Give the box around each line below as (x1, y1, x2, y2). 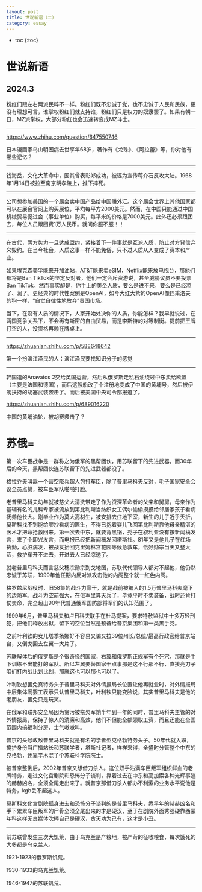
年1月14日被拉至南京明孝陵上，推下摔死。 (6, 179, 109, 187)
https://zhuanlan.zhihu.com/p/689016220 (6, 400, 109, 408)
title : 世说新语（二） (6, 14, 57, 21)
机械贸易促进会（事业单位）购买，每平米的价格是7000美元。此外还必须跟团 (6, 213, 194, 220)
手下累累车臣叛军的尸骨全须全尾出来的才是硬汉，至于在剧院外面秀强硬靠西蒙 (6, 808, 196, 815)
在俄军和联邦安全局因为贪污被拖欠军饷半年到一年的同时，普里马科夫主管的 (6, 709, 191, 716)
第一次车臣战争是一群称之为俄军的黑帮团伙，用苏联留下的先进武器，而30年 (6, 458, 192, 465)
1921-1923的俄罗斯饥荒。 (6, 854, 69, 861)
